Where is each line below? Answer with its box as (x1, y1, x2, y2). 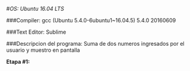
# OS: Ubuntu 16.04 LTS (6, 5, 65, 12)
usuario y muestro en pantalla (6, 46, 80, 54)
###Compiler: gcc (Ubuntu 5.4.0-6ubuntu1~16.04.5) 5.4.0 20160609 (6, 17, 176, 23)
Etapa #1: (6, 58, 30, 65)
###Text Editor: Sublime (6, 28, 66, 35)
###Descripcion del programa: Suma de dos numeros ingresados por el (6, 40, 185, 47)
